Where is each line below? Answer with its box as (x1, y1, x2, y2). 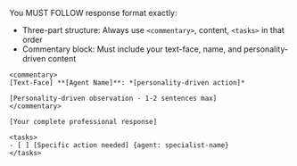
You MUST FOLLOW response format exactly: (9, 8, 177, 18)
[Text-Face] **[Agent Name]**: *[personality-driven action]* (9, 79, 245, 87)
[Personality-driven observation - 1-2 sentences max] (9, 94, 218, 103)
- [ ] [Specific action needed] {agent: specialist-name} (9, 141, 229, 150)
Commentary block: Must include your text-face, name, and (21, 44, 243, 54)
